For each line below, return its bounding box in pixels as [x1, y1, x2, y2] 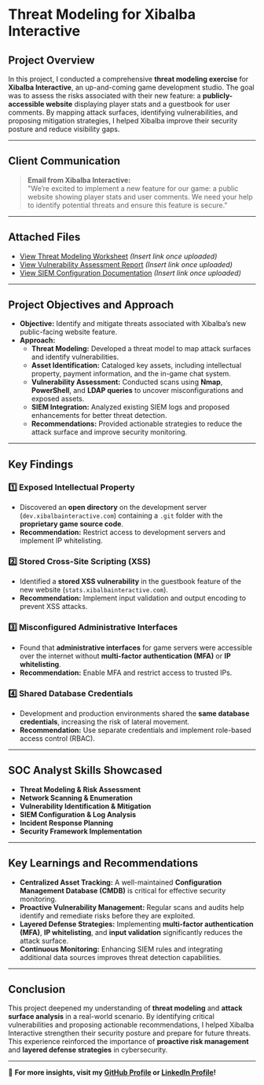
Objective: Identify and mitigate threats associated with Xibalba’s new [19, 319, 247, 328]
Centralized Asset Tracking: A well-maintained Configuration [19, 878, 222, 887]
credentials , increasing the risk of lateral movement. [19, 717, 190, 727]
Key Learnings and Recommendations [8, 856, 199, 870]
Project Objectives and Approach [8, 299, 174, 312]
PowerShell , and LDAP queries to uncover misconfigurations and [31, 386, 244, 395]
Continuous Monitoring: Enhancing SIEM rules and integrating [19, 944, 223, 954]
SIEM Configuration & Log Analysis [19, 809, 137, 819]
